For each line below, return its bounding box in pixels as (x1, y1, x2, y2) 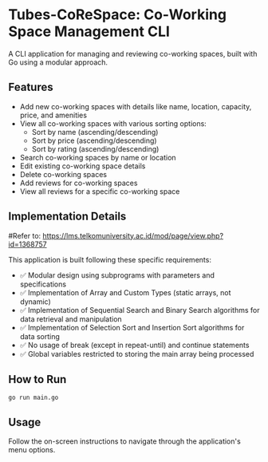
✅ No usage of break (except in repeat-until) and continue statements (19, 340, 250, 349)
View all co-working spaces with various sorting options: (19, 118, 207, 128)
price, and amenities (19, 110, 88, 120)
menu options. (8, 445, 56, 455)
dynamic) (19, 297, 52, 306)
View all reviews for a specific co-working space (19, 186, 180, 196)
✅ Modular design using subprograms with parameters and (19, 270, 215, 280)
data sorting (19, 331, 60, 341)
